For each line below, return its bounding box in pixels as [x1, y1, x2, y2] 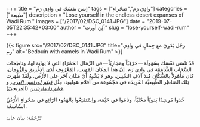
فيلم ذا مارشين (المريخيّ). [6, 85, 64, 91]
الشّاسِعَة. [6, 103, 27, 109]
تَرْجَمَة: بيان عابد [6, 114, 42, 121]
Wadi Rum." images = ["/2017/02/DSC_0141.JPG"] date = [6, 18, 146, 24]
